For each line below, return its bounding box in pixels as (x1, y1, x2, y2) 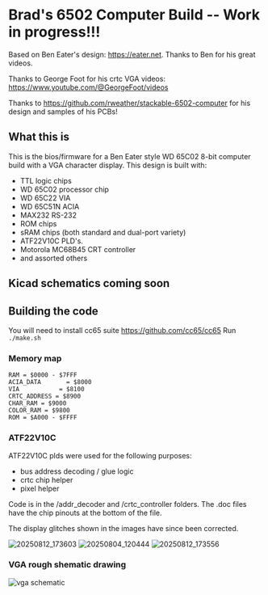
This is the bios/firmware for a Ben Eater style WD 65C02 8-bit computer (8, 151, 252, 161)
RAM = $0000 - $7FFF (8, 371, 78, 379)
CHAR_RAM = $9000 (8, 399, 67, 407)
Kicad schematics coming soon (8, 276, 170, 290)
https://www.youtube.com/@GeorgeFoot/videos (8, 82, 169, 92)
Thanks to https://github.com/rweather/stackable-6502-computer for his (8, 98, 251, 108)
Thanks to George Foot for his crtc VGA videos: (8, 74, 165, 83)
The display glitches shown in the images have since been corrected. (8, 523, 239, 533)
